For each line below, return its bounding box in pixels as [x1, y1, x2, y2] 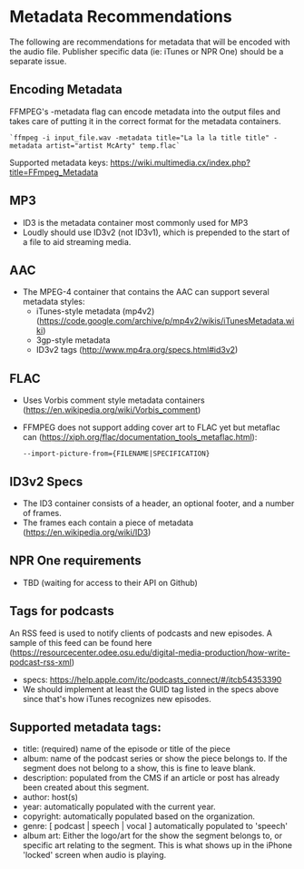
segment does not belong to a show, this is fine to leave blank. [22, 763, 256, 774]
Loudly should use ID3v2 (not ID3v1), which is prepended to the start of [22, 227, 290, 238]
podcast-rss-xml [9, 656, 73, 668]
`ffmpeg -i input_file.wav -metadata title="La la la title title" [9, 133, 270, 142]
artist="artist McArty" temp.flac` [45, 141, 181, 151]
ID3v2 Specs [9, 474, 83, 489]
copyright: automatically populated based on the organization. [22, 811, 256, 822]
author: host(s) [22, 792, 79, 803]
